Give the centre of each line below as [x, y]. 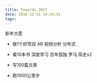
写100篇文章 [25, 65]
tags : [11, 19]
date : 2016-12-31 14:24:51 [33, 14]
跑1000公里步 [26, 76]
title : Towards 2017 [26, 10]
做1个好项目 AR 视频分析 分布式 [44, 44]
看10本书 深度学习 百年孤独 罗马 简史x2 [52, 54]
